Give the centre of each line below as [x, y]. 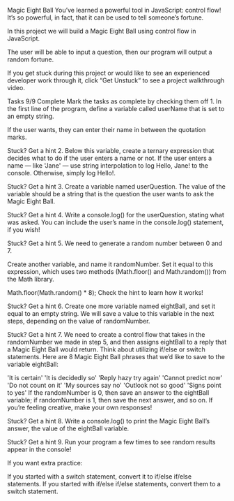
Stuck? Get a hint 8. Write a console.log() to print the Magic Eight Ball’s [109, 421]
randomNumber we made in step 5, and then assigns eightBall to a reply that [117, 342]
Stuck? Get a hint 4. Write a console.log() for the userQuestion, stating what [116, 215]
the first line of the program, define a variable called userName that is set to [116, 109]
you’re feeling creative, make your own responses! [80, 407]
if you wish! [24, 230]
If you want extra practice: [45, 463]
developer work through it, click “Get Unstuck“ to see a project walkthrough [116, 80]
